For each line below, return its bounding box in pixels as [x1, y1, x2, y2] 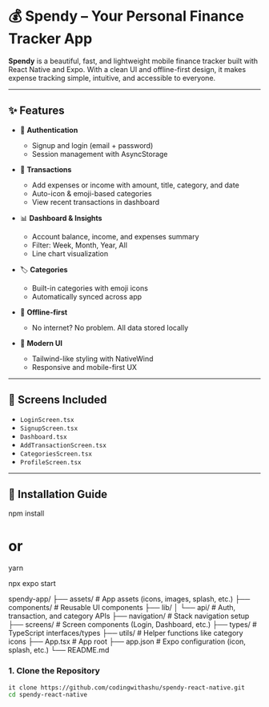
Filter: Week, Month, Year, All [31, 240, 128, 250]
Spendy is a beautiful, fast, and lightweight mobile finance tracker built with [8, 56, 259, 66]
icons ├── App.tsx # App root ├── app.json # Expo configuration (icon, [8, 637, 247, 646]
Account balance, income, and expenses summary [31, 231, 199, 241]
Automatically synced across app [31, 291, 143, 301]
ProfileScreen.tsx [19, 458, 82, 466]
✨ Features [8, 104, 65, 118]
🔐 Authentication [19, 125, 78, 135]
